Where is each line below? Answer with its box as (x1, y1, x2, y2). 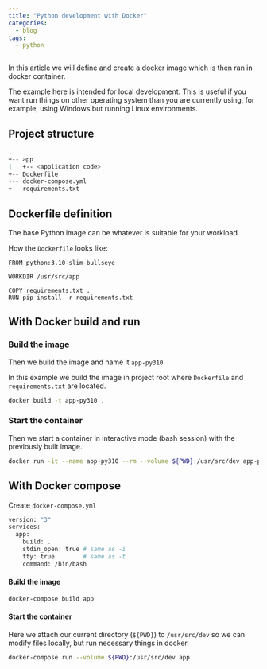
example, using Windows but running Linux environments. (8, 104, 199, 114)
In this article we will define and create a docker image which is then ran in (8, 63, 253, 72)
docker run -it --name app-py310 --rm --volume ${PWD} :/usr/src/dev (8, 457, 240, 465)
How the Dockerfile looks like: (8, 243, 108, 253)
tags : (8, 33, 26, 42)
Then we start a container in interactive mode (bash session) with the (8, 433, 236, 442)
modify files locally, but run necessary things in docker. (8, 638, 189, 648)
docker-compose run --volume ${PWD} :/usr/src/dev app (8, 653, 191, 661)
